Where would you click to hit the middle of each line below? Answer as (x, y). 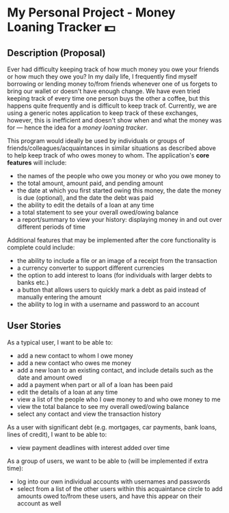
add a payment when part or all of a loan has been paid (95, 384)
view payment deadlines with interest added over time (93, 447)
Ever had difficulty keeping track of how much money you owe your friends (113, 69)
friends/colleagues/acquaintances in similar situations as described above (112, 148)
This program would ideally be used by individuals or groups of (96, 141)
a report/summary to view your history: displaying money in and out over (119, 220)
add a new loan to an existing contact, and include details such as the (115, 370)
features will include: (37, 163)
